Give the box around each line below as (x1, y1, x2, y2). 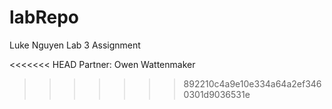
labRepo (9, 6, 80, 29)
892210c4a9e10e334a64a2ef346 (183, 77, 322, 90)
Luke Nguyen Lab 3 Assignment (9, 39, 141, 51)
